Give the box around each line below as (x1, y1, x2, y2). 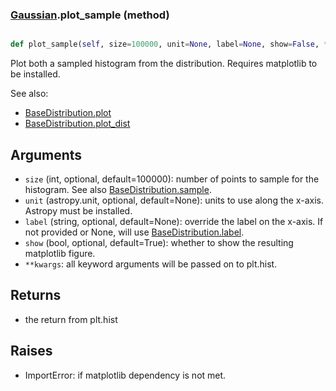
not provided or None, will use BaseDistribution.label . (24, 226, 245, 238)
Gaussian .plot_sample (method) (10, 8, 170, 22)
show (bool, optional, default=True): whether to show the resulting (24, 236, 294, 248)
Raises (10, 343, 53, 360)
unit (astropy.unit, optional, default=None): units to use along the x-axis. (24, 194, 324, 206)
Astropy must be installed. (24, 204, 133, 217)
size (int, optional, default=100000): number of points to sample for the (24, 173, 320, 185)
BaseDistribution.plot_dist (24, 118, 131, 130)
